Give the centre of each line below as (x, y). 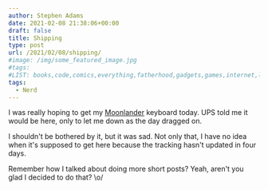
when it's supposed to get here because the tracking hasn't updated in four (132, 145)
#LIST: (19, 75)
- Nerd (26, 90)
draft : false (30, 30)
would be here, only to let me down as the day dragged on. (105, 121)
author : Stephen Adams (46, 16)
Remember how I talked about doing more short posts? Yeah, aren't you (126, 169)
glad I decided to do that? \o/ (56, 177)
